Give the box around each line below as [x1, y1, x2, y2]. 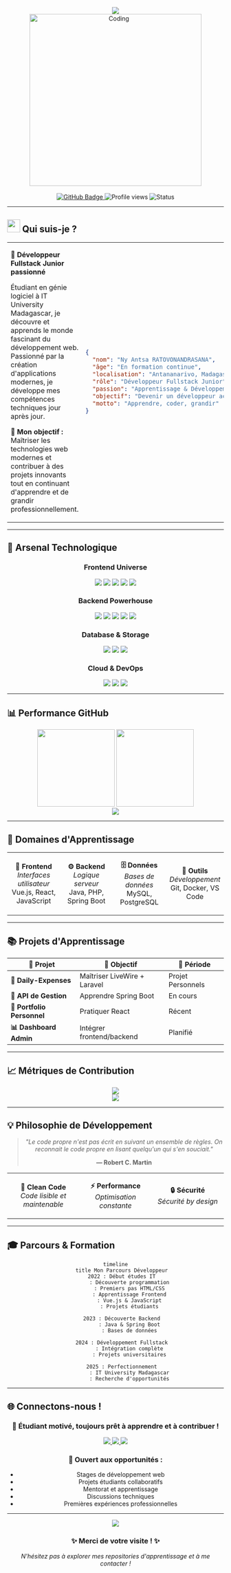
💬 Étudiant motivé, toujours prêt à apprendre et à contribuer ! [12, 1421, 219, 1431]
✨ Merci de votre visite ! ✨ [71, 1537, 160, 1546]
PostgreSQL [120, 898, 159, 907]
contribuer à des [10, 461, 64, 470]
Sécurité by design [157, 1197, 219, 1206]
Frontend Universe [83, 563, 148, 572]
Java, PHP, [68, 887, 104, 897]
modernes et [10, 453, 52, 462]
